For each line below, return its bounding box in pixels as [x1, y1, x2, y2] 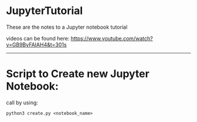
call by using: [6, 99, 38, 106]
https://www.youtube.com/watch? [70, 35, 154, 42]
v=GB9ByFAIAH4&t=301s [6, 41, 67, 48]
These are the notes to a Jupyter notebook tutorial [6, 23, 128, 30]
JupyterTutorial [6, 4, 83, 18]
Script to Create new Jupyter [6, 67, 150, 80]
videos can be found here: [6, 35, 70, 42]
